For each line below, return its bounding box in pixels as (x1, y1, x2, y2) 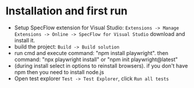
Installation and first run (5, 4, 128, 18)
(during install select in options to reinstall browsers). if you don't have (14, 62, 188, 69)
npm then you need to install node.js (14, 68, 104, 75)
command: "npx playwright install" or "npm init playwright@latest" (14, 56, 178, 63)
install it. (14, 37, 35, 44)
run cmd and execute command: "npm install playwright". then (14, 49, 169, 56)
